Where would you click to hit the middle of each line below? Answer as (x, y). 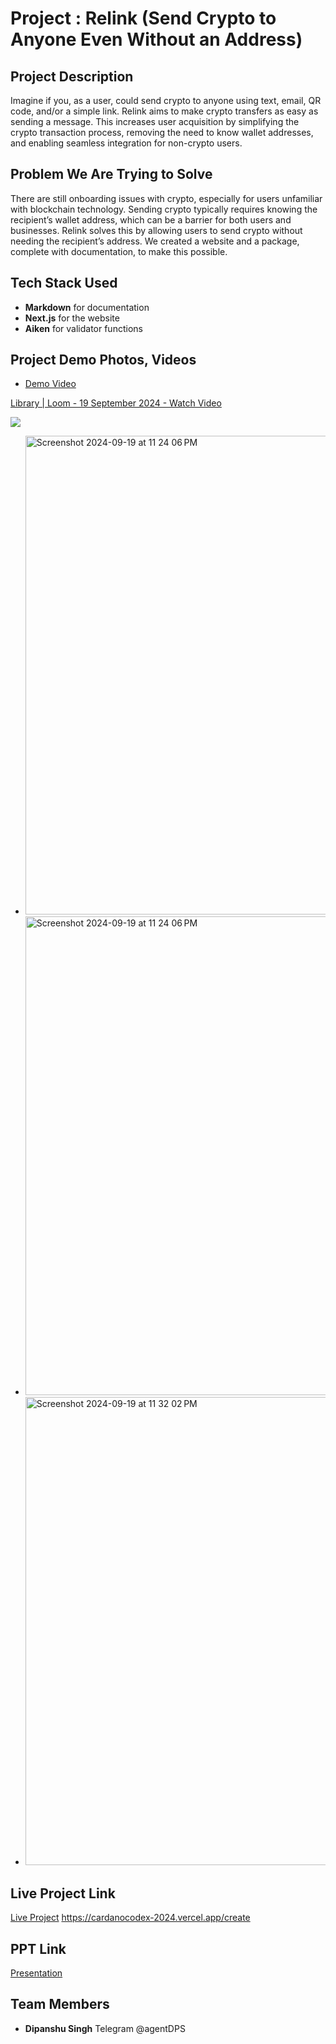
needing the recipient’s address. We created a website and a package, (155, 241)
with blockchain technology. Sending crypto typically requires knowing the (164, 209)
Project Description (72, 76)
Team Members (60, 2004)
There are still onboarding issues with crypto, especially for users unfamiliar (166, 198)
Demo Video (50, 384)
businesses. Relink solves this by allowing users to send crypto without (156, 230)
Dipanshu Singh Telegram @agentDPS (105, 2028)
